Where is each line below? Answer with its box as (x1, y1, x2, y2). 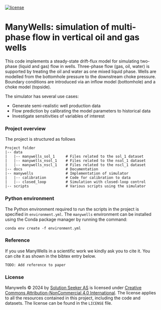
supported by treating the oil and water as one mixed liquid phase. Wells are (5, 68, 157, 74)
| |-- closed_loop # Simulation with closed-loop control (5, 179, 146, 184)
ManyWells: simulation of (5, 22, 110, 33)
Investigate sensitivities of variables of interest (12, 113, 105, 119)
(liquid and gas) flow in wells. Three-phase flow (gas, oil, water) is (18, 63, 150, 69)
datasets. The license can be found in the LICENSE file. (5, 300, 113, 306)
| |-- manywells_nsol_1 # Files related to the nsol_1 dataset (5, 158, 146, 163)
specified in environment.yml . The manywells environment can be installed (5, 211, 151, 217)
